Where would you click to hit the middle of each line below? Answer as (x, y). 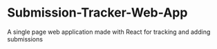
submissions (25, 39)
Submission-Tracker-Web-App (97, 13)
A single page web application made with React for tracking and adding (109, 32)
